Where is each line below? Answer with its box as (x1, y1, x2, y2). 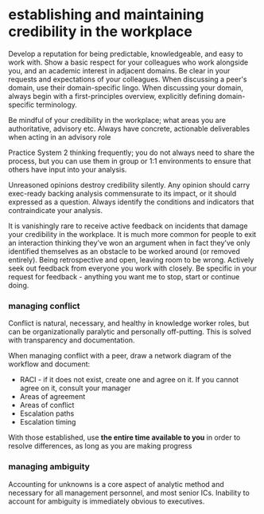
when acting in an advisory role (8, 132, 111, 141)
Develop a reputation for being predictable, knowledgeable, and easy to (8, 49, 243, 58)
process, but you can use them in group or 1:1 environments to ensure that (8, 156, 252, 165)
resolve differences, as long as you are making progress (8, 441, 192, 451)
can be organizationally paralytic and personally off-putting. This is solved (8, 327, 252, 337)
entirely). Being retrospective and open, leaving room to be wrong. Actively (8, 255, 254, 264)
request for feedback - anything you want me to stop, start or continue (8, 271, 240, 281)
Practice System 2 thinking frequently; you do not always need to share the (8, 148, 255, 157)
